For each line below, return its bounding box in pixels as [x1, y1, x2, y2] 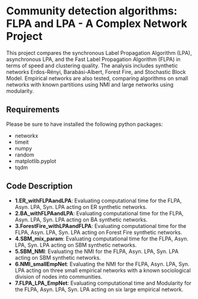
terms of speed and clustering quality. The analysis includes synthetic [6, 61, 178, 69]
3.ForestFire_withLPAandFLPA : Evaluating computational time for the [14, 222, 187, 229]
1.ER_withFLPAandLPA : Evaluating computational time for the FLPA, [14, 197, 182, 204]
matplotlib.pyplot [14, 157, 57, 165]
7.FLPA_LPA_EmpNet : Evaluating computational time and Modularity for [14, 279, 192, 286]
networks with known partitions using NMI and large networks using [6, 81, 174, 88]
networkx [14, 132, 39, 139]
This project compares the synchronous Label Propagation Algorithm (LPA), [6, 49, 192, 56]
